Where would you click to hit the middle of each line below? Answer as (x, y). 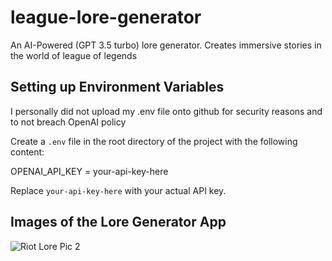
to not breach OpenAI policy (68, 122)
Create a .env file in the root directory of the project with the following (154, 141)
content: (27, 152)
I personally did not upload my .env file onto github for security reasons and (166, 111)
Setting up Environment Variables (117, 87)
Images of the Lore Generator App (118, 222)
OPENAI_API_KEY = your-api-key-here (89, 171)
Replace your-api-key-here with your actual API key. (118, 190)
